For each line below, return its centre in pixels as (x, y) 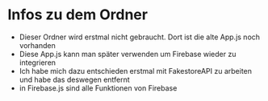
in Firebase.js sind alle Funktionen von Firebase (98, 88)
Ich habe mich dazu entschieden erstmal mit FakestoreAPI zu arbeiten (135, 71)
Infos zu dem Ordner (78, 15)
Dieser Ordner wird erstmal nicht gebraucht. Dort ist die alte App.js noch (139, 37)
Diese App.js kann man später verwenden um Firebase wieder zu (128, 54)
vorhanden (37, 45)
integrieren (38, 63)
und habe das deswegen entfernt (74, 79)
